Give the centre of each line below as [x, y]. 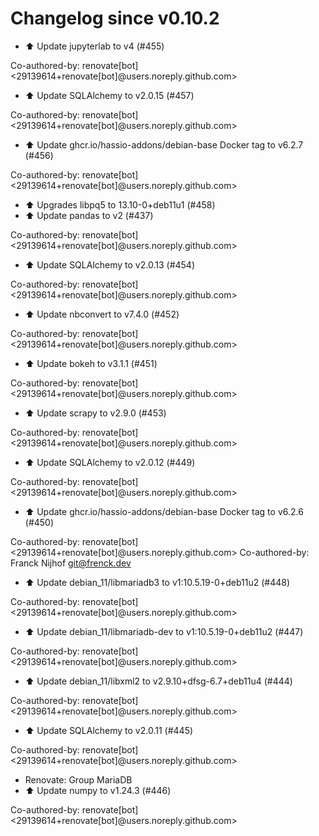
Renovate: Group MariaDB [78, 779]
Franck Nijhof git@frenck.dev [71, 563]
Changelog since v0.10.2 [115, 18]
